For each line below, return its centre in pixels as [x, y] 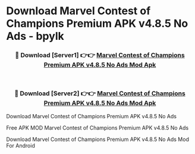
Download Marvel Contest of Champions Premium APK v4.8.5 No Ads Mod [97, 139]
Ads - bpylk [35, 36]
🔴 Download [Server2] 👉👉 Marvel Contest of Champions [100, 93]
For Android [21, 145]
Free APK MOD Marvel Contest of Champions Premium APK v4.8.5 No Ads [97, 128]
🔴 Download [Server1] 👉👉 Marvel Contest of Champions [100, 55]
